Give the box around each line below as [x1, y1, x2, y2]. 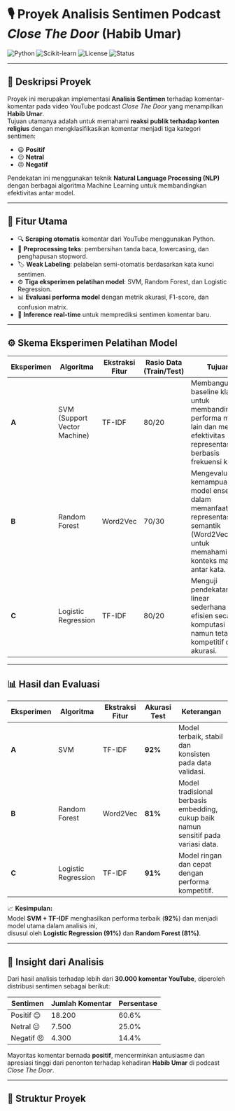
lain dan [191, 422, 217, 432]
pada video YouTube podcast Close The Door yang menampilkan [36, 102, 224, 110]
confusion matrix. [17, 302, 69, 311]
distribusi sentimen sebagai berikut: [7, 982, 111, 990]
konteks [191, 556, 218, 566]
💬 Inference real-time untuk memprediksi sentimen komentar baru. [17, 310, 212, 319]
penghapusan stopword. [17, 252, 88, 260]
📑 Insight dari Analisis [7, 956, 104, 967]
